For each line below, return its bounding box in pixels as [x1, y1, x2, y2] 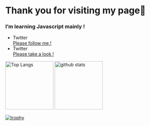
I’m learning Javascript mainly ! [5, 23, 85, 30]
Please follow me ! [12, 40, 52, 46]
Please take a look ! [12, 51, 54, 57]
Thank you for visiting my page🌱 [5, 5, 146, 16]
